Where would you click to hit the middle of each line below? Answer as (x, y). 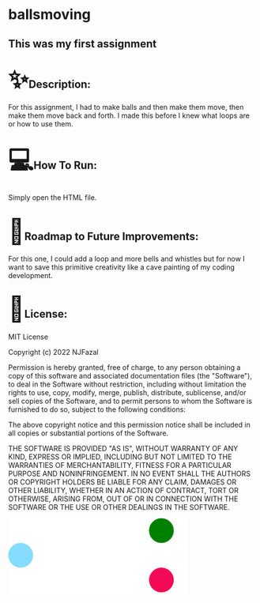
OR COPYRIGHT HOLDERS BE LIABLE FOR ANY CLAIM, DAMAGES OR (122, 482)
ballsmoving (49, 15)
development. (30, 276)
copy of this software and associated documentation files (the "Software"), (130, 375)
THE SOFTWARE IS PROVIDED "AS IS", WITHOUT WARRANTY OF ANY (123, 448)
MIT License (28, 337)
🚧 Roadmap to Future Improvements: (104, 231)
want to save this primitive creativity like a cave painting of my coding (122, 267)
